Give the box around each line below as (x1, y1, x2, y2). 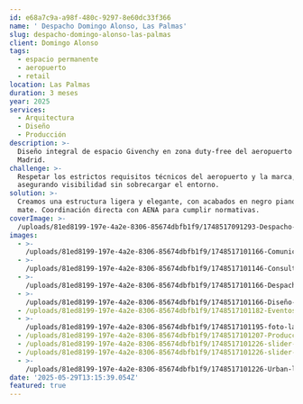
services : (9, 105, 47, 114)
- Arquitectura (17, 113, 75, 122)
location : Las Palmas (9, 80, 91, 89)
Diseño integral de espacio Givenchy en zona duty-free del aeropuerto (17, 147, 293, 156)
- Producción (17, 130, 67, 139)
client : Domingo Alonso (9, 38, 99, 48)
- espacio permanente (17, 55, 99, 64)
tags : (9, 47, 30, 56)
